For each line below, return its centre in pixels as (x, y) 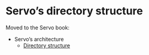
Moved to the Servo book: (38, 27)
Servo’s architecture (39, 39)
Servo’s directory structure (74, 11)
